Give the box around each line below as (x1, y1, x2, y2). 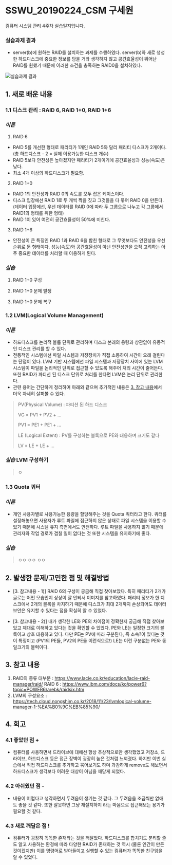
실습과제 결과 (5, 36, 36, 44)
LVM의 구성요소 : (12, 692, 47, 698)
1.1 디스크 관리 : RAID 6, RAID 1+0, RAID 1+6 (5, 106, 111, 114)
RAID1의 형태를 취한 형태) (12, 210, 64, 216)
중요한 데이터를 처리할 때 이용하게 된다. (18, 250, 97, 256)
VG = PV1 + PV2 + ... (17, 412, 62, 418)
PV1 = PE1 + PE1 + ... (17, 422, 62, 428)
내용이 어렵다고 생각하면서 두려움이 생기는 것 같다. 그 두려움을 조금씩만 (12, 795, 154, 801)
